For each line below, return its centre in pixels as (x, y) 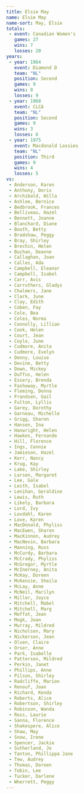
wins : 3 (24, 129)
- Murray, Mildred (32, 626)
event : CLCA (29, 107)
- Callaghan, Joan (32, 257)
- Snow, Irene (26, 737)
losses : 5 (26, 174)
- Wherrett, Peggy (32, 782)
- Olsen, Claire (29, 642)
